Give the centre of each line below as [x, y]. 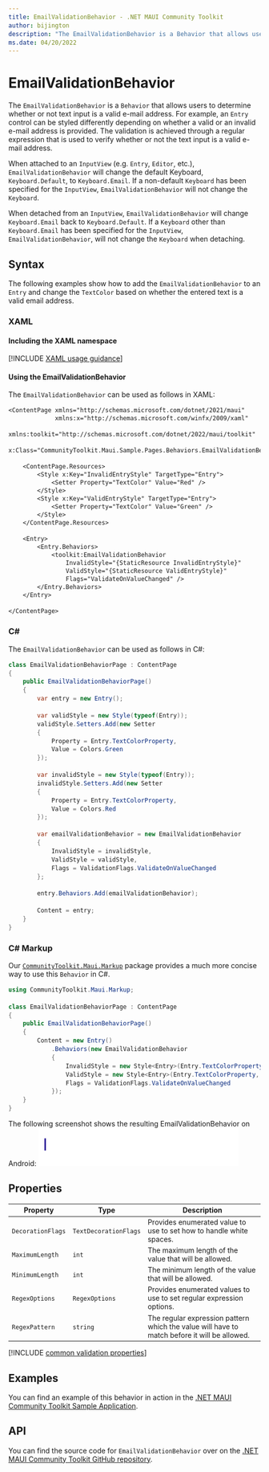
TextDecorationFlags [107, 1231]
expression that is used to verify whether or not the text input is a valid [124, 140]
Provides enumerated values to [199, 1290]
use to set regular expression [195, 1298]
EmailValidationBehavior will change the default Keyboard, [106, 172]
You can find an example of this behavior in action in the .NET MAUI [120, 1397]
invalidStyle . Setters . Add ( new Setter [100, 783]
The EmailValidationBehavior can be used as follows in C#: [107, 649]
